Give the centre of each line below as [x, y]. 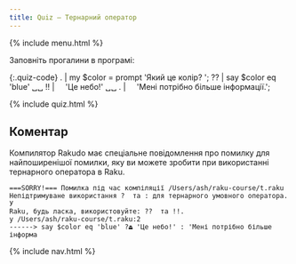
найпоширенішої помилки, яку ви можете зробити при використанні [139, 163]
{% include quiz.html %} [54, 104]
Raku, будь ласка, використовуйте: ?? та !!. [97, 212]
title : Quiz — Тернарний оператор [73, 17]
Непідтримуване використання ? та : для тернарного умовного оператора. [149, 196]
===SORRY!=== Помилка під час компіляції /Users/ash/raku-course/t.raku [147, 188]
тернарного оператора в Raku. [67, 172]
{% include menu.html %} [56, 43]
